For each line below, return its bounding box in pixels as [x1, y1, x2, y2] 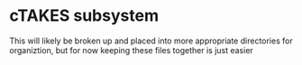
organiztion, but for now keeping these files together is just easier [9, 44, 254, 55]
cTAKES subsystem [9, 5, 160, 26]
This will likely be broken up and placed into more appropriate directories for [9, 35, 293, 46]
